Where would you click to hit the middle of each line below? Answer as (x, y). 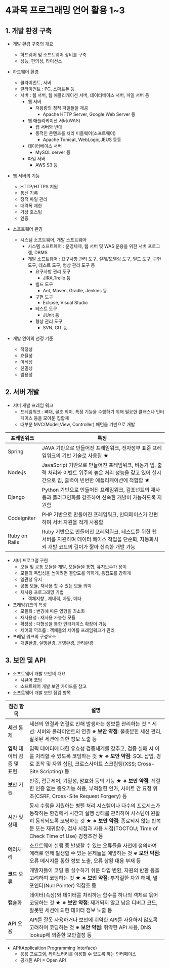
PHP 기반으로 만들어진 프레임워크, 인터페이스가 (95, 514)
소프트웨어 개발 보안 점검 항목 (41, 693)
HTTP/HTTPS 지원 (39, 186)
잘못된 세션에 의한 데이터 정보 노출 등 (71, 910)
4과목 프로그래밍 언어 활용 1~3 (65, 10)
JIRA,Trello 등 (57, 278)
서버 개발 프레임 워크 (33, 405)
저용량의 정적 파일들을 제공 (62, 108)
